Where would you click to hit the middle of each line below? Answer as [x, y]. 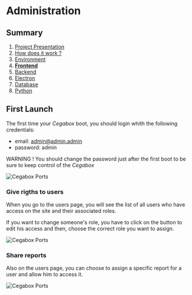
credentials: [20, 130]
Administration [43, 11]
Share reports [26, 255]
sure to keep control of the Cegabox [50, 165]
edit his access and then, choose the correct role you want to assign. [90, 229]
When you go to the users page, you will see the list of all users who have [96, 205]
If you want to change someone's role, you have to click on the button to [94, 222]
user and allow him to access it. [45, 274]
